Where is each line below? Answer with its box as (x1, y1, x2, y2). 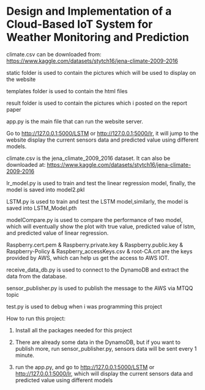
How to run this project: (6, 315, 66, 322)
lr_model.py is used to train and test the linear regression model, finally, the (6, 179, 196, 186)
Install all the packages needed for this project (15, 326, 133, 334)
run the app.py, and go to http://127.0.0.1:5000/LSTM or (15, 363, 155, 370)
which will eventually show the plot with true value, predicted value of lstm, (6, 223, 196, 230)
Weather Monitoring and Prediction (6, 31, 190, 44)
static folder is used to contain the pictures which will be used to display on (6, 69, 196, 76)
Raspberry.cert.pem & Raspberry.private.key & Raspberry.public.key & (6, 241, 184, 248)
